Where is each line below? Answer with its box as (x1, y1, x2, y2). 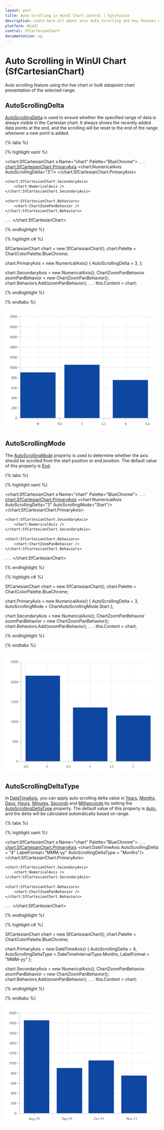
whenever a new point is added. (5, 130, 70, 136)
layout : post (5, 8, 32, 13)
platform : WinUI (5, 24, 38, 28)
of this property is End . (5, 463, 51, 469)
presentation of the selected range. (5, 87, 76, 93)
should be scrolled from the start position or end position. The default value (5, 457, 157, 463)
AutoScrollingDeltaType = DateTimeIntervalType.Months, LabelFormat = (5, 951, 150, 957)
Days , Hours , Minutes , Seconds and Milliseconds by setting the (5, 800, 133, 806)
